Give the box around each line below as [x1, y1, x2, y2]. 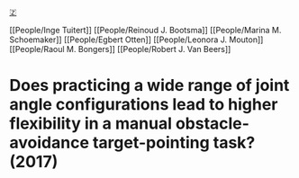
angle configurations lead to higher [9, 94, 278, 115]
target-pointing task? [92, 133, 256, 153]
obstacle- [175, 113, 250, 134]
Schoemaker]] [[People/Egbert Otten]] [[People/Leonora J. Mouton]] [9, 34, 264, 45]
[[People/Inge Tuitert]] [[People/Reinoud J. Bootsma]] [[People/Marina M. [9, 25, 282, 35]
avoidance [9, 133, 90, 153]
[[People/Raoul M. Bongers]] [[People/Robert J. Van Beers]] [9, 44, 231, 54]
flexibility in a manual [9, 113, 173, 134]
